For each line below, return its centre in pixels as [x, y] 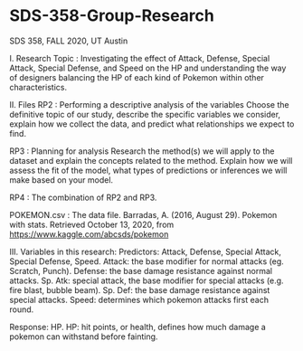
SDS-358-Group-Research [112, 16]
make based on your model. [62, 180]
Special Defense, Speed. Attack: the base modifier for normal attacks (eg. [147, 261]
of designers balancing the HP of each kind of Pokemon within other [137, 77]
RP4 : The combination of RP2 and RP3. [83, 197]
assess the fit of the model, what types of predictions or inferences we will [148, 170]
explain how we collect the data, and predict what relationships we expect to [152, 124]
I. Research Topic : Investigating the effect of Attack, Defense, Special [140, 58]
